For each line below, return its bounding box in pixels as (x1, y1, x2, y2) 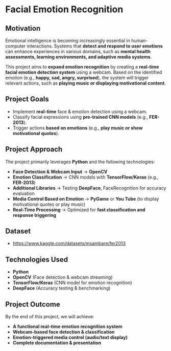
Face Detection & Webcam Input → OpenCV (12, 168, 108, 174)
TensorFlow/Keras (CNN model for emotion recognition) (12, 280, 132, 286)
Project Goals (5, 95, 50, 103)
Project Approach (5, 145, 63, 154)
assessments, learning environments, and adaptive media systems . (5, 54, 152, 60)
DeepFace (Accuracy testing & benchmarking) (12, 285, 111, 291)
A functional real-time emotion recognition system (12, 323, 123, 330)
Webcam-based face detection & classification (12, 329, 115, 335)
